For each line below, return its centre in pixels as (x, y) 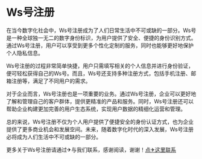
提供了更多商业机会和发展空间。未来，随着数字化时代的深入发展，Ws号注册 (100, 129)
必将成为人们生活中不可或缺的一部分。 (54, 137)
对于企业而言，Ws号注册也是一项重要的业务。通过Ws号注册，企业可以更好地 (101, 94)
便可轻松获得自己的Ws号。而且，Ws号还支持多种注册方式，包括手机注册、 (99, 73)
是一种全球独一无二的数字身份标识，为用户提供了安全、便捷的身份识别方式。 (101, 37)
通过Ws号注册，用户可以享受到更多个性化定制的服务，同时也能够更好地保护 (100, 45)
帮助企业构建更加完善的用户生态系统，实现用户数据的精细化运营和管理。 (96, 109)
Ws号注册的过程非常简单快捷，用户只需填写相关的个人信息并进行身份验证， (100, 66)
